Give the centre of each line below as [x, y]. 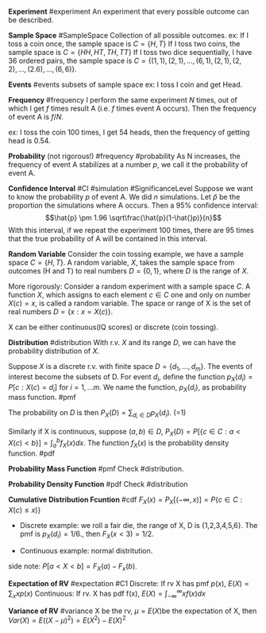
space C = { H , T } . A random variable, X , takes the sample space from [121, 262]
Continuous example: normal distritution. [86, 551]
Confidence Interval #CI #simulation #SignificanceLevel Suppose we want [131, 188]
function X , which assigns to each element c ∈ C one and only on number [129, 295]
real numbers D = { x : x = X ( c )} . [61, 312]
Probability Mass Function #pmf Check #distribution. [96, 468]
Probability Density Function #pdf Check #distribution [98, 483]
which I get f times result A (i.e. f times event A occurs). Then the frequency [132, 108]
